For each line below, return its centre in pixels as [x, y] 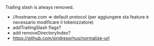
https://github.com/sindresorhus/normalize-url [61, 38]
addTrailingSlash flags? [37, 27]
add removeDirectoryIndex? [41, 33]
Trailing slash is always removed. [40, 7]
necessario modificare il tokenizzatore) [53, 22]
